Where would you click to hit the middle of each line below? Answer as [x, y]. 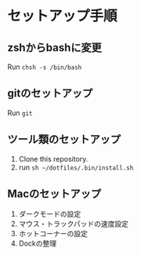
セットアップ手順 [63, 16]
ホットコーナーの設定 [53, 234]
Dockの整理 [37, 243]
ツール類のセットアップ [64, 139]
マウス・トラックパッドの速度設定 [74, 224]
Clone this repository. [53, 158]
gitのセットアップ [50, 94]
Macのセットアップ [54, 194]
